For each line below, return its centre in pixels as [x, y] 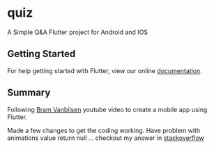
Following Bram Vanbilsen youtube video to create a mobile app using [107, 109]
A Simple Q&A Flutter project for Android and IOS [78, 32]
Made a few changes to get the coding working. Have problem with [104, 130]
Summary [29, 93]
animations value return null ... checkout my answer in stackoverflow [106, 138]
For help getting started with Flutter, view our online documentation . [105, 70]
